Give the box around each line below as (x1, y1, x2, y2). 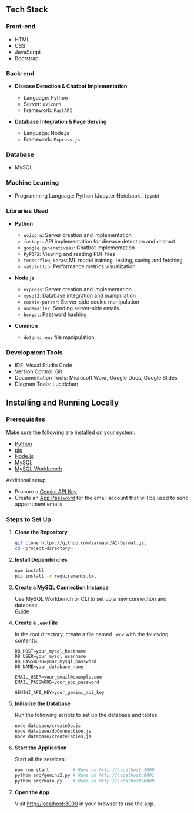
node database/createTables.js (14, 733, 92, 739)
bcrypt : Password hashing (23, 311, 87, 318)
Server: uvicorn (23, 100, 62, 107)
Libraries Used (6, 206, 49, 215)
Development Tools (6, 348, 63, 356)
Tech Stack (6, 5, 48, 15)
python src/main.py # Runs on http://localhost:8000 (14, 778, 155, 784)
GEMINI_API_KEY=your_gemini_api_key (14, 689, 105, 695)
